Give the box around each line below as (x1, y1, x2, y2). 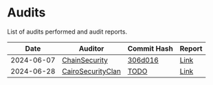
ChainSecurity (61, 55, 108, 64)
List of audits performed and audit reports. (7, 27, 128, 36)
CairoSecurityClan (61, 66, 122, 76)
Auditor (78, 43, 104, 53)
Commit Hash (127, 43, 173, 53)
